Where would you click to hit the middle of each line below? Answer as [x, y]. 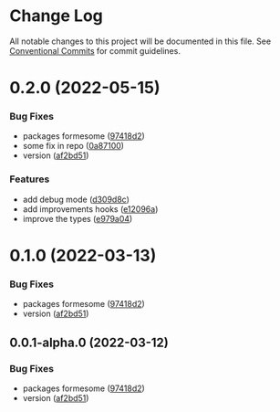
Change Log [56, 16]
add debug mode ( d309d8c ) [76, 199]
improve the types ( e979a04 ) [78, 218]
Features [30, 179]
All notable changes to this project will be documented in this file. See [140, 41]
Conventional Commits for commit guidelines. [95, 50]
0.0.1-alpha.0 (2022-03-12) [89, 342]
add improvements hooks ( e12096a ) [90, 209]
